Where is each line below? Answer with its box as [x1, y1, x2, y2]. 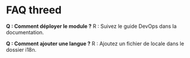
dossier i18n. [6, 46, 37, 53]
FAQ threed [6, 3, 62, 17]
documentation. [6, 28, 44, 35]
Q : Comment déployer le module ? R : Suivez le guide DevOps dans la [6, 23, 177, 30]
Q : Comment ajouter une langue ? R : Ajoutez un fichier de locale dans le [6, 40, 184, 47]
